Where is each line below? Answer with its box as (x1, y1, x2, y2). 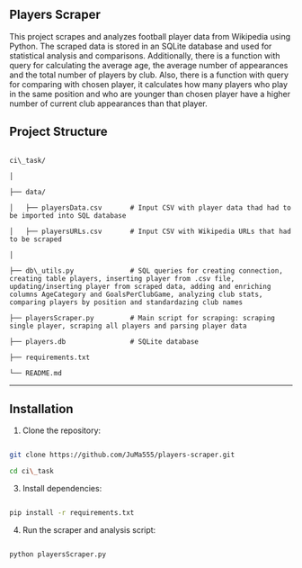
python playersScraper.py (9, 550, 106, 559)
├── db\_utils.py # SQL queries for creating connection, (9, 266, 283, 275)
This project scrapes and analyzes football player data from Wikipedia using (9, 31, 291, 41)
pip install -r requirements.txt (9, 509, 135, 518)
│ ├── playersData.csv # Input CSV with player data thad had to (9, 203, 292, 212)
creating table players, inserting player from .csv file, (9, 274, 235, 283)
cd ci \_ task (9, 467, 54, 476)
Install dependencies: (22, 483, 102, 494)
